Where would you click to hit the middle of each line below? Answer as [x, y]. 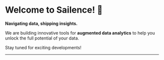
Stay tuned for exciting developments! [43, 47]
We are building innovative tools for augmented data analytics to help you [80, 33]
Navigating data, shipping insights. [41, 23]
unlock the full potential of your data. [42, 38]
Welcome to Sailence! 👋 [54, 10]
